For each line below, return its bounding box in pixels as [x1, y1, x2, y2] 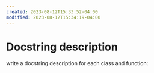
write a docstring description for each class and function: [6, 60, 149, 67]
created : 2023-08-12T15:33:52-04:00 [6, 8, 98, 15]
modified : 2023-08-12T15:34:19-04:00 [6, 14, 101, 20]
